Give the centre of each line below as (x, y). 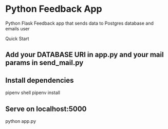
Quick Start (17, 39)
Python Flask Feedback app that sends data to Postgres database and (80, 23)
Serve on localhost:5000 (46, 109)
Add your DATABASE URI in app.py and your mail (85, 55)
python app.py (21, 121)
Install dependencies (40, 80)
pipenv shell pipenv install (33, 93)
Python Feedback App (54, 9)
